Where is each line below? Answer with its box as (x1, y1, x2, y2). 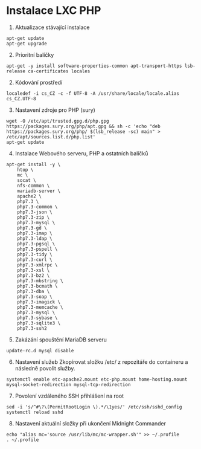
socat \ (17, 177, 36, 183)
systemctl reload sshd (6, 409, 63, 415)
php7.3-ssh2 (17, 325, 47, 331)
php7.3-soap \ (17, 294, 53, 300)
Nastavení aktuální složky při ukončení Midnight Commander (14, 419, 167, 427)
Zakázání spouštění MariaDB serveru (14, 336, 107, 343)
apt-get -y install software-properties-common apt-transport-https (6, 63, 182, 69)
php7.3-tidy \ (17, 251, 53, 257)
